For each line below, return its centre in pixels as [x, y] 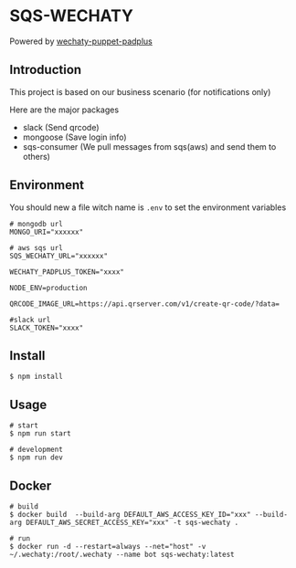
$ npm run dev [37, 458]
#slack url [30, 320]
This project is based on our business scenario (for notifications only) [140, 91]
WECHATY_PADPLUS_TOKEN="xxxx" [67, 272]
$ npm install [37, 377]
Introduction [46, 70]
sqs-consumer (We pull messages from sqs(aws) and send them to [149, 146]
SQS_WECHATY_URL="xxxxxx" [58, 256]
